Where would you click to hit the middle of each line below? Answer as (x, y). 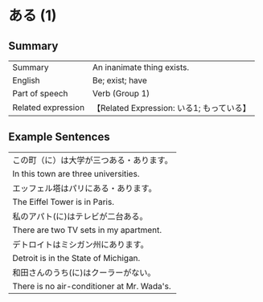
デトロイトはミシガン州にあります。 (80, 244)
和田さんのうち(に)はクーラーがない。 (84, 272)
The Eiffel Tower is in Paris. (64, 202)
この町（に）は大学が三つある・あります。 (92, 160)
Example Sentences (59, 137)
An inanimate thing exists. (141, 67)
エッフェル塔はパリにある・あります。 (84, 188)
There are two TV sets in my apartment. (87, 230)
